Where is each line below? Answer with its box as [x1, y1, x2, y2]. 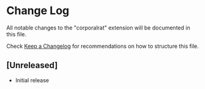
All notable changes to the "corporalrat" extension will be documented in [6, 24, 190, 31]
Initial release [15, 76, 49, 83]
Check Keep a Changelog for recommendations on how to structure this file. [6, 42, 199, 50]
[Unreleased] [6, 60, 58, 71]
